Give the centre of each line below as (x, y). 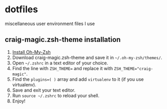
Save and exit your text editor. (44, 90)
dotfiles (22, 9)
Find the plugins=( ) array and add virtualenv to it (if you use (78, 79)
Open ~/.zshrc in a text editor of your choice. (60, 63)
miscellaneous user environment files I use (50, 24)
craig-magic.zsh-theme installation (63, 40)
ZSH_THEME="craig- (133, 69)
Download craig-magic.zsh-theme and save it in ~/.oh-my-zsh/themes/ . (87, 57)
